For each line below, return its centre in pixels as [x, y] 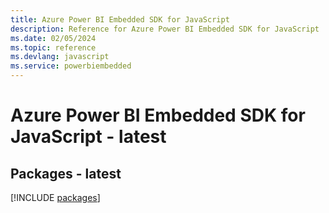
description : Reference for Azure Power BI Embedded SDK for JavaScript [165, 29]
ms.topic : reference [53, 47]
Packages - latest [66, 173]
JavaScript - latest [88, 137]
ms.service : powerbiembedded [71, 66]
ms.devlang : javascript [60, 57]
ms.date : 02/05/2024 [53, 38]
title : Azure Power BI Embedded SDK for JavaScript [120, 19]
